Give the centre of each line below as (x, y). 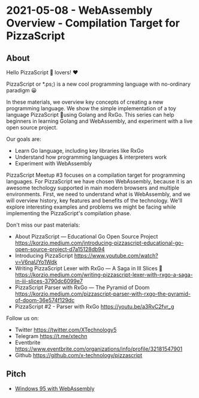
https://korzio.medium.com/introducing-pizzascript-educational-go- (99, 243)
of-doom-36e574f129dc (45, 300)
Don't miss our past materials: (43, 225)
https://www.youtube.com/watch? (116, 256)
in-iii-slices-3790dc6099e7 (49, 281)
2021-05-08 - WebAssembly (79, 10)
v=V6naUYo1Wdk (36, 262)
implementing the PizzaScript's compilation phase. (69, 213)
